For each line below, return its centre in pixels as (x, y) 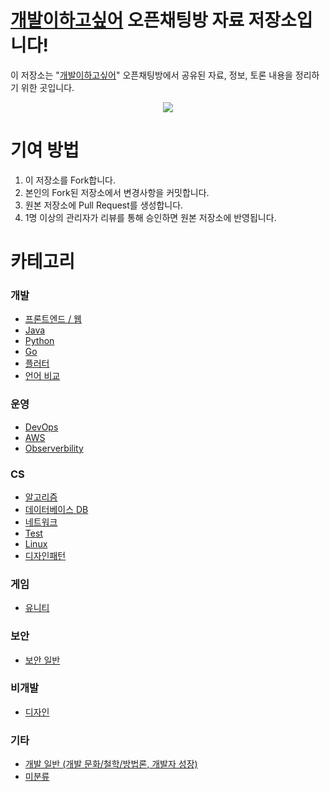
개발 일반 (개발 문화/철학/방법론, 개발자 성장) (111, 764)
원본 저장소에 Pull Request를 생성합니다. (104, 205)
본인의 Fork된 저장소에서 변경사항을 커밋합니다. (117, 192)
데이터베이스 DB (56, 509)
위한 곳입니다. (47, 87)
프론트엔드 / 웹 (53, 319)
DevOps (41, 427)
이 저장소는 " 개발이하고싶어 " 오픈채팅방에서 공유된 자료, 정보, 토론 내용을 (151, 75)
